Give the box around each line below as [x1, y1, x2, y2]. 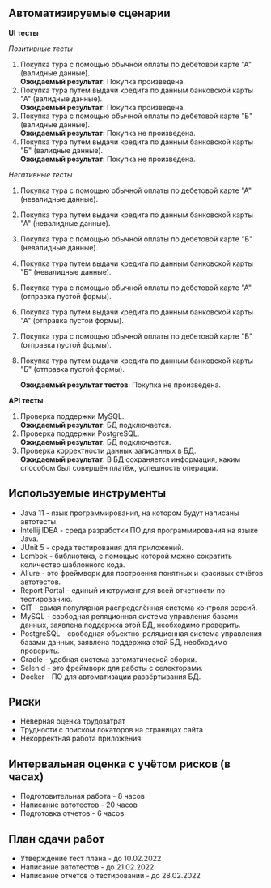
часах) [8, 770, 44, 783]
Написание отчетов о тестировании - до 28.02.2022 [19, 871, 201, 881]
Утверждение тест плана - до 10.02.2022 [19, 854, 162, 864]
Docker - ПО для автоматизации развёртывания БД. [19, 672, 201, 681]
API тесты [8, 395, 44, 405]
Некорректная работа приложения [19, 733, 142, 744]
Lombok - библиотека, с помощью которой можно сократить [19, 551, 233, 561]
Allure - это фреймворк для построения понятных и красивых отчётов [19, 568, 264, 578]
